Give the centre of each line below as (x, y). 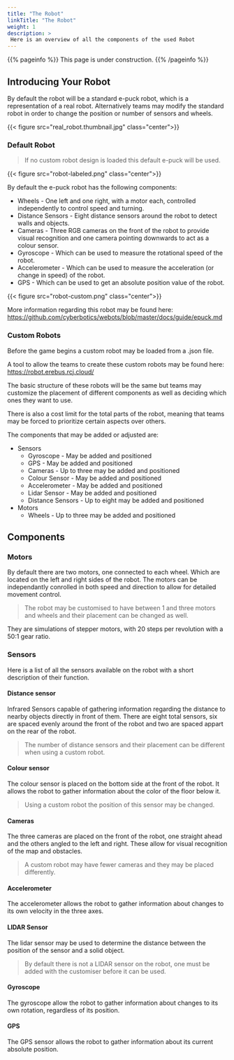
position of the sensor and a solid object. (66, 950)
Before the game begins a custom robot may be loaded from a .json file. (111, 351)
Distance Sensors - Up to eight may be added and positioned (116, 500)
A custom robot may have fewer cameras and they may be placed (119, 865)
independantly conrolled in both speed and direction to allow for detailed (112, 587)
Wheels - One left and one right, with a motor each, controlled (107, 201)
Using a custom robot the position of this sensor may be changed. (119, 805)
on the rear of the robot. (42, 731)
